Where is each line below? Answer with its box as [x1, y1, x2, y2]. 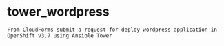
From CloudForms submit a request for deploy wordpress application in [7, 26, 217, 33]
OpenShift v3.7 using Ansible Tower [7, 32, 112, 39]
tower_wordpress [7, 4, 110, 20]
